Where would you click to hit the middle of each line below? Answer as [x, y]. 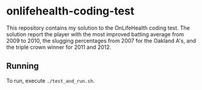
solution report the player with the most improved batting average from [95, 34]
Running [23, 66]
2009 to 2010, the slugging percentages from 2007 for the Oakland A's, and [101, 40]
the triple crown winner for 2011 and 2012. [59, 47]
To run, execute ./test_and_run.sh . [50, 80]
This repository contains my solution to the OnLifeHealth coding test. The [98, 28]
